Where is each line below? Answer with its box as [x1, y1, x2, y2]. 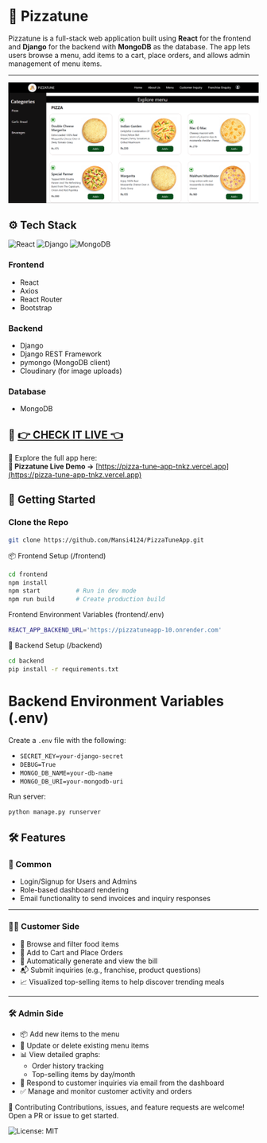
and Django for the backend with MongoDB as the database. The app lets [8, 41, 250, 51]
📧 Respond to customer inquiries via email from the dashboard [19, 1078, 225, 1087]
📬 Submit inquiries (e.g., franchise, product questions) [19, 965, 201, 974]
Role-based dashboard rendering [19, 885, 130, 895]
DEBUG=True [19, 760, 56, 768]
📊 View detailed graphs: [19, 1049, 101, 1059]
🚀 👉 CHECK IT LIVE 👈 [8, 428, 123, 441]
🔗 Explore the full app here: [8, 453, 98, 463]
